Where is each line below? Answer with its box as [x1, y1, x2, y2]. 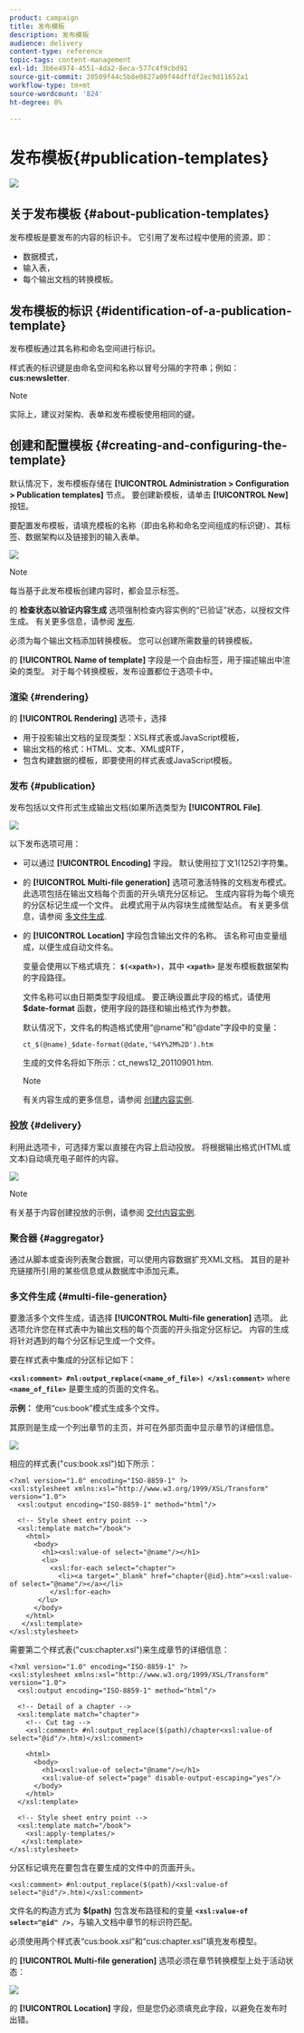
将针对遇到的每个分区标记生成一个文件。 [9, 1335, 160, 1346]
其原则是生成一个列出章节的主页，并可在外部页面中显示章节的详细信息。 [9, 1422, 279, 1433]
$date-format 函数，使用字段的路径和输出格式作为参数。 [22, 1003, 236, 1014]
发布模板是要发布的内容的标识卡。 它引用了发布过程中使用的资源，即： [9, 232, 273, 243]
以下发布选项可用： [9, 839, 81, 850]
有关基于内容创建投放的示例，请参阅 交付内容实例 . [9, 1206, 196, 1217]
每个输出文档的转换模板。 [22, 274, 119, 285]
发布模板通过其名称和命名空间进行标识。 [9, 342, 160, 354]
